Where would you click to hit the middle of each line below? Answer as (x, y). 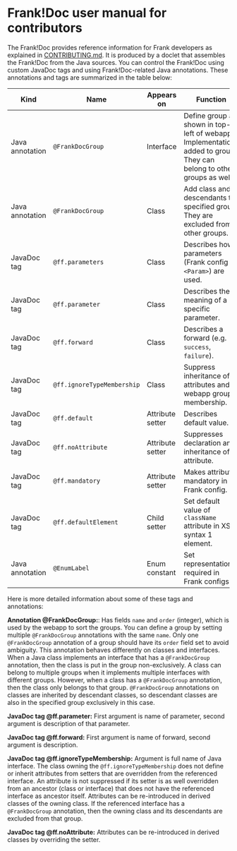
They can (199, 159)
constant (162, 572)
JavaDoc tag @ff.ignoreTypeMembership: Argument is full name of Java (115, 758)
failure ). (198, 356)
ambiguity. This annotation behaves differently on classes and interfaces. (114, 650)
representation (208, 564)
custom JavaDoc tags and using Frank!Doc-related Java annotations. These (118, 70)
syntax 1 (198, 534)
